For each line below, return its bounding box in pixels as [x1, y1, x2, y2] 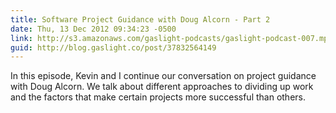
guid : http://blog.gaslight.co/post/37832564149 [10, 42, 217, 53]
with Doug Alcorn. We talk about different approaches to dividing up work [10, 81, 314, 93]
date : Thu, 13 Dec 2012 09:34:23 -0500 [10, 24, 177, 34]
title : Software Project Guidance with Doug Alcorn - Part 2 [10, 14, 271, 25]
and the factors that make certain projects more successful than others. [10, 91, 307, 103]
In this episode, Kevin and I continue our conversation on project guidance [10, 70, 317, 82]
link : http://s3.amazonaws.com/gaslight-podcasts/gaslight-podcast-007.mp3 [10, 33, 333, 43]
